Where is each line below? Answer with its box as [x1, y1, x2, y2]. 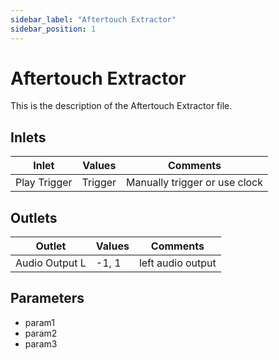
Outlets [10, 209, 58, 226]
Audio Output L [15, 256, 87, 270]
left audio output [138, 256, 217, 270]
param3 [24, 337, 58, 350]
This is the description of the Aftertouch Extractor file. [10, 100, 233, 112]
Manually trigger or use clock [126, 176, 264, 190]
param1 [24, 316, 55, 328]
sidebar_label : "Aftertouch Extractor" [10, 14, 177, 25]
